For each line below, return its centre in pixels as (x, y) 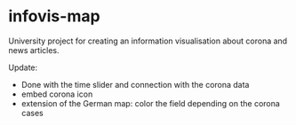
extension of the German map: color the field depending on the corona (151, 103)
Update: (23, 67)
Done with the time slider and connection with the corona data (135, 84)
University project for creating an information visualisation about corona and (148, 41)
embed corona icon (57, 94)
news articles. (34, 50)
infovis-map (54, 16)
